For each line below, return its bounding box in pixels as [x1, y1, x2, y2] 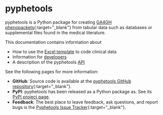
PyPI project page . [12, 94, 50, 100]
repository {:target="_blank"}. [12, 83, 72, 89]
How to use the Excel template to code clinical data [12, 49, 117, 55]
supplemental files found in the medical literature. [5, 29, 106, 35]
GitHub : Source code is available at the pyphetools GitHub [12, 78, 131, 84]
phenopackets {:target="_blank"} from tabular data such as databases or [5, 24, 152, 30]
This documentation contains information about [5, 39, 102, 45]
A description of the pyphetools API [12, 59, 85, 65]
